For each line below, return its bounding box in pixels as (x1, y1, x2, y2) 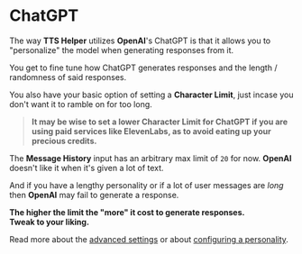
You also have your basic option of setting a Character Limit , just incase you (9, 89, 294, 100)
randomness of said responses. (9, 71, 127, 82)
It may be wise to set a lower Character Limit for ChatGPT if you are (31, 116, 288, 127)
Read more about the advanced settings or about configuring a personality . (9, 233, 288, 244)
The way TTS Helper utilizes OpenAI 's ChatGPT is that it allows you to (9, 35, 271, 46)
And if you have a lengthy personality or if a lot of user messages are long (9, 179, 284, 190)
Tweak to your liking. (9, 216, 90, 227)
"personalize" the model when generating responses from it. (9, 44, 234, 55)
